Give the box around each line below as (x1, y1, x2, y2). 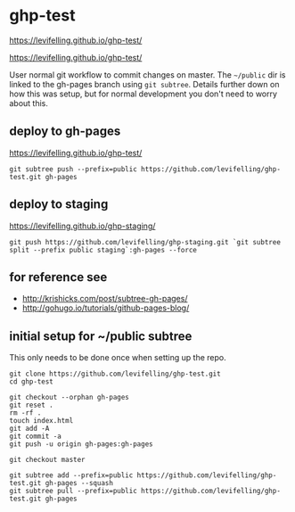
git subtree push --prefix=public (9, 164, 138, 174)
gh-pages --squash (45, 479, 114, 488)
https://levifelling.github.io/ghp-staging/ (9, 220, 156, 231)
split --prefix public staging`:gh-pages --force (9, 245, 198, 254)
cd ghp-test (9, 377, 53, 386)
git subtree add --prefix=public (9, 471, 134, 480)
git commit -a (9, 432, 62, 442)
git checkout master (9, 456, 86, 465)
